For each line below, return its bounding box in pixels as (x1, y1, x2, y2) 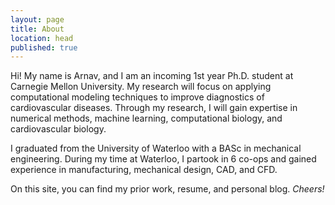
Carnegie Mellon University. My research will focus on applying (10, 81, 272, 93)
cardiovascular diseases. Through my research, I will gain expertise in (10, 102, 298, 114)
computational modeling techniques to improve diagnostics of (10, 91, 265, 103)
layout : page (10, 14, 65, 25)
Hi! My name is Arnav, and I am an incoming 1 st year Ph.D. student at (10, 70, 294, 82)
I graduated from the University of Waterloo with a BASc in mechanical (10, 142, 302, 155)
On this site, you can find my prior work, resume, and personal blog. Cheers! (10, 183, 325, 195)
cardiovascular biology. (10, 123, 107, 135)
